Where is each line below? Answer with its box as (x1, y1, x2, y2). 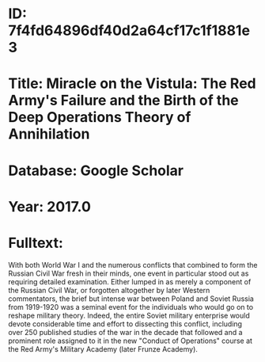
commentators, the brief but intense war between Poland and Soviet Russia (8, 294, 255, 303)
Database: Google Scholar (8, 162, 184, 179)
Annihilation (8, 125, 90, 143)
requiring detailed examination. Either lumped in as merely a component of (8, 276, 252, 286)
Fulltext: (8, 234, 63, 252)
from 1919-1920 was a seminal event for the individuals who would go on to (8, 302, 254, 311)
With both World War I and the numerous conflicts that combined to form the (8, 260, 258, 269)
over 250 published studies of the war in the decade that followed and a (8, 327, 243, 337)
